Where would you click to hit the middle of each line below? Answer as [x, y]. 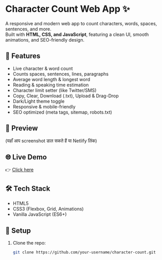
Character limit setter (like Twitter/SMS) [55, 90]
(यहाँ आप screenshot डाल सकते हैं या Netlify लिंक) [51, 141]
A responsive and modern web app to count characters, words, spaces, [81, 23]
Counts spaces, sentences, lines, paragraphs [61, 74]
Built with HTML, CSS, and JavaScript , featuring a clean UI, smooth [77, 34]
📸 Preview [22, 128]
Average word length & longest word [51, 79]
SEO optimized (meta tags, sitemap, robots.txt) [62, 112]
